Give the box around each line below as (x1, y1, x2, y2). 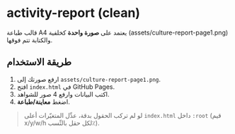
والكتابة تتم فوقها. (6, 35, 53, 44)
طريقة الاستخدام (6, 56, 72, 68)
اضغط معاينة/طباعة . (16, 97, 70, 106)
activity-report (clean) (6, 5, 141, 21)
